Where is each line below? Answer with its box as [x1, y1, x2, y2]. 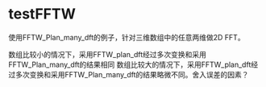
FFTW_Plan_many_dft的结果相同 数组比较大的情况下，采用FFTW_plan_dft [8, 60, 251, 69]
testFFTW [8, 5, 77, 23]
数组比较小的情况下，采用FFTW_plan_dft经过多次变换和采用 [8, 49, 207, 59]
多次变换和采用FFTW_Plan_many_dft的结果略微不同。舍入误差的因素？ [15, 69, 249, 79]
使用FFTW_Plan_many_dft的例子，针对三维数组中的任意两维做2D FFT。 [8, 32, 245, 42]
